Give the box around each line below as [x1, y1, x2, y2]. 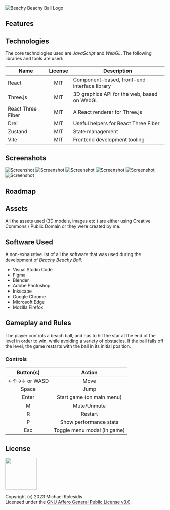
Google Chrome [12, 294, 46, 300]
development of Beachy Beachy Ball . [5, 257, 82, 263]
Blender [12, 277, 29, 283]
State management [73, 128, 118, 135]
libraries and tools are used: [5, 56, 63, 62]
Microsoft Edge [12, 299, 45, 305]
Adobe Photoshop [12, 283, 51, 289]
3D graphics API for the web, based [73, 91, 158, 98]
